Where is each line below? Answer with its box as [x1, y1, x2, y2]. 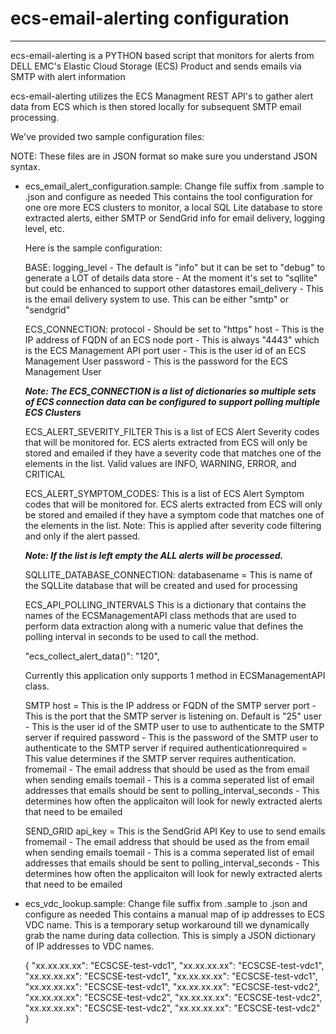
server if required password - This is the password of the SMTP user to [24, 731, 319, 743]
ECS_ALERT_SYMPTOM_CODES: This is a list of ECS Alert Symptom [24, 487, 305, 499]
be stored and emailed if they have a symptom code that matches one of [24, 508, 325, 521]
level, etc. [24, 222, 65, 234]
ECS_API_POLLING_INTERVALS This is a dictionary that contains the [24, 598, 307, 611]
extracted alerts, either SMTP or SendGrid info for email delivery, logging [24, 212, 326, 224]
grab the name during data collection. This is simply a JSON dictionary [24, 929, 317, 941]
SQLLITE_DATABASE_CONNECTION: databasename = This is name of [24, 568, 313, 581]
